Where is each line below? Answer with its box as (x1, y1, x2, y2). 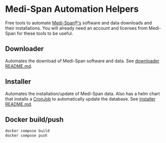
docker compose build (5, 129, 50, 134)
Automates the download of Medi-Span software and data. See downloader (5, 58, 160, 64)
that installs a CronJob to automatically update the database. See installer (5, 95, 156, 102)
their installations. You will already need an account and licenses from (5, 25, 148, 31)
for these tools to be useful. (16, 30, 73, 36)
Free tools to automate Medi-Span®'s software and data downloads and (5, 20, 152, 26)
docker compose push (5, 133, 48, 138)
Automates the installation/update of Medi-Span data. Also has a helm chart (5, 91, 160, 96)
